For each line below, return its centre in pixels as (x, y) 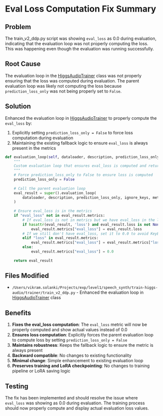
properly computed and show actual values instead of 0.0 (70, 330)
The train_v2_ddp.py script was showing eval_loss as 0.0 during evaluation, (81, 38)
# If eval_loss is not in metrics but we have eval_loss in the (89, 220)
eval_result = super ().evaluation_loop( (55, 193)
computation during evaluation (43, 138)
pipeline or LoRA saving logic (41, 371)
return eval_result (33, 260)
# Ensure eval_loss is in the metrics (53, 211)
